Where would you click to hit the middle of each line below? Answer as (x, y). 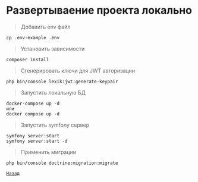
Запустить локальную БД (53, 92)
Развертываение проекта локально (99, 10)
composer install (28, 59)
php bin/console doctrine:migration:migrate (62, 163)
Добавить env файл (45, 27)
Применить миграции (48, 152)
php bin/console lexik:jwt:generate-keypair (62, 81)
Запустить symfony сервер (55, 125)
